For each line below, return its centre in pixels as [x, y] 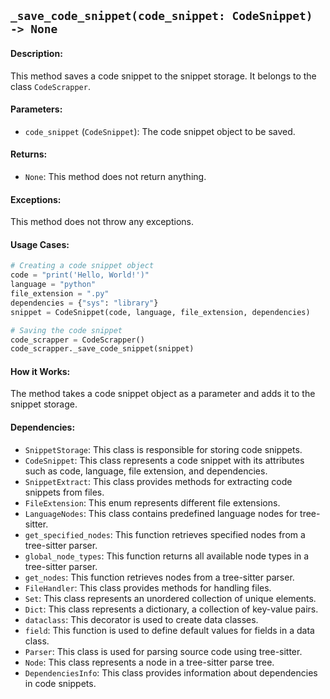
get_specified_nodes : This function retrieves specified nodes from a [165, 534]
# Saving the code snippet [66, 330]
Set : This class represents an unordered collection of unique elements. [170, 598]
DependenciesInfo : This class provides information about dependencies [171, 672]
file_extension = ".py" [60, 294]
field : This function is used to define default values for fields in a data [169, 630]
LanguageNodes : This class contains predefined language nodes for [161, 513]
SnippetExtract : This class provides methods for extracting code [158, 481]
